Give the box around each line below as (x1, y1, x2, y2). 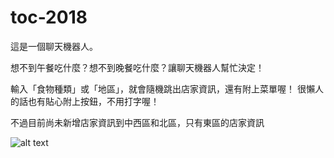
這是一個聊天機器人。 (10, 40, 98, 52)
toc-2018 (10, 6, 88, 29)
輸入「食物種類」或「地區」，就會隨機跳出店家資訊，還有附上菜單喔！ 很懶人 (10, 82, 324, 95)
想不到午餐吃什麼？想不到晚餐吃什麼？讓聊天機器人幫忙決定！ (10, 61, 265, 73)
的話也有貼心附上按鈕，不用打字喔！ (10, 95, 160, 107)
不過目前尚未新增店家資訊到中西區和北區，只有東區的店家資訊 (10, 116, 265, 128)
